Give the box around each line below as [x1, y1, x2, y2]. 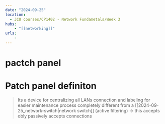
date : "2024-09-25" [5, 7, 46, 13]
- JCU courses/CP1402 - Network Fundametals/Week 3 [10, 17, 121, 22]
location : [5, 12, 26, 17]
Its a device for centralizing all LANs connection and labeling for [17, 97, 150, 103]
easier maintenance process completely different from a [17, 102, 134, 108]
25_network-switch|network [17, 108, 76, 113]
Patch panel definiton [5, 80, 97, 92]
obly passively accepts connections [17, 113, 92, 119]
